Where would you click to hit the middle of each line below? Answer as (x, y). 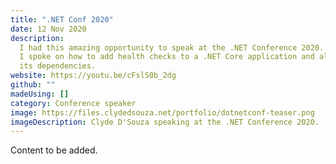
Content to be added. (54, 150)
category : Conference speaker (73, 103)
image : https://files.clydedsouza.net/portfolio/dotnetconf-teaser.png (162, 112)
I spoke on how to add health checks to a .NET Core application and (167, 57)
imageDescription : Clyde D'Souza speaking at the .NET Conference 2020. (165, 122)
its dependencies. (58, 66)
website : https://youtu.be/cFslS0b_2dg (93, 76)
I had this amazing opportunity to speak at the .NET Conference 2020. (172, 47)
